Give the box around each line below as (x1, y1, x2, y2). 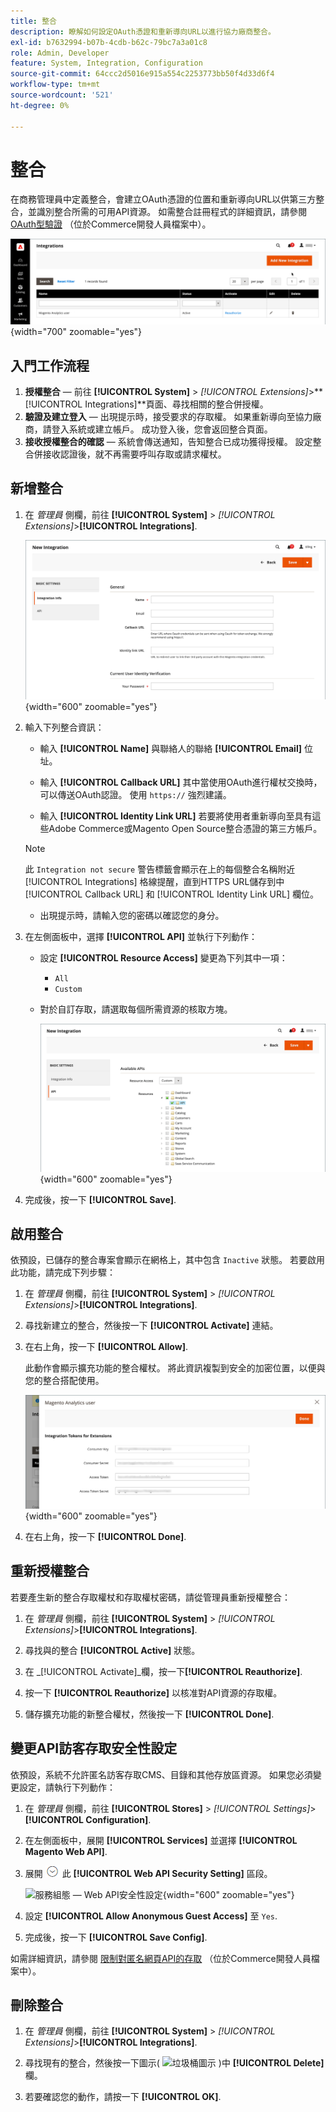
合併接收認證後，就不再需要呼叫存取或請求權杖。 (24, 448, 227, 460)
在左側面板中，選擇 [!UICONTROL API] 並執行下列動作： (24, 930, 258, 942)
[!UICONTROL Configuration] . (24, 1813, 152, 1825)
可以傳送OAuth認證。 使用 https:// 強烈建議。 (39, 788, 232, 800)
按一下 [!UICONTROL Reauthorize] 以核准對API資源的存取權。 (24, 1686, 283, 1699)
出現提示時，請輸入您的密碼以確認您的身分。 (39, 909, 225, 921)
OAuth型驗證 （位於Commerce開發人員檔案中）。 (10, 218, 212, 230)
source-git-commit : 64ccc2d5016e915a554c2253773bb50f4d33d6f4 (10, 69, 275, 79)
